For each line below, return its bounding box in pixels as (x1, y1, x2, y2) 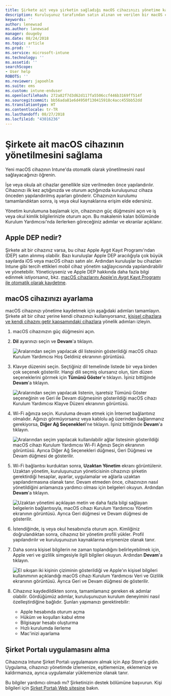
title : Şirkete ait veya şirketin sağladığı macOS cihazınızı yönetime (5, 7, 160, 13)
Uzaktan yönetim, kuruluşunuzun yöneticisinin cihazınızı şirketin (12, 468, 147, 475)
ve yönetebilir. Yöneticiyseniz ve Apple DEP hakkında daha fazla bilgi (5, 268, 149, 275)
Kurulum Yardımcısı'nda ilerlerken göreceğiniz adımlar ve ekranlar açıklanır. (5, 218, 163, 225)
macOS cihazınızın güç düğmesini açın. (12, 329, 95, 335)
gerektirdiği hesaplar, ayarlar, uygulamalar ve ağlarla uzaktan (12, 474, 140, 480)
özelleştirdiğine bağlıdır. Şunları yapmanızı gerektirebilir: (12, 599, 130, 605)
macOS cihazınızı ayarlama (5, 294, 93, 303)
